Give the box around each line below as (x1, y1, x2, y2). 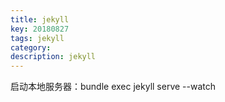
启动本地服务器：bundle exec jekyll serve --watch (10, 81, 217, 93)
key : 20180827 (10, 24, 70, 34)
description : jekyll (10, 52, 97, 62)
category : (10, 42, 52, 53)
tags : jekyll (10, 33, 65, 43)
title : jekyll (10, 14, 70, 25)
